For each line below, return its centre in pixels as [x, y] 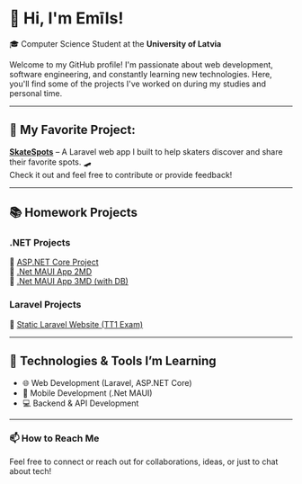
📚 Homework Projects [73, 213]
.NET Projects [40, 243]
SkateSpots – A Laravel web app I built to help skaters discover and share [146, 151]
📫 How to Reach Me [54, 438]
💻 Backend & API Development [80, 403]
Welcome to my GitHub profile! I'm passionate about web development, [142, 64]
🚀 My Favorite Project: [73, 130]
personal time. [36, 93]
